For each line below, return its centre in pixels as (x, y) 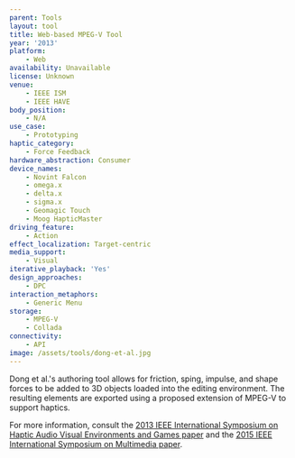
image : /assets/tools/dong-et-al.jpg (80, 353)
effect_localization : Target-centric (80, 244)
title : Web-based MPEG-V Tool (66, 34)
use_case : (28, 127)
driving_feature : (42, 227)
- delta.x (44, 194)
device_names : (36, 169)
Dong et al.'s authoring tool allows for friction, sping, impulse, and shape (144, 379)
